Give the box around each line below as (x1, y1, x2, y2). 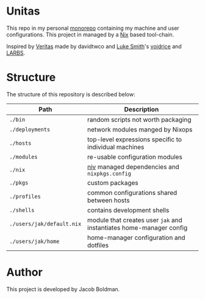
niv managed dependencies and (87, 163, 180, 171)
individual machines (87, 142, 145, 151)
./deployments (9, 126, 51, 133)
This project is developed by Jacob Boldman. (6, 285, 120, 293)
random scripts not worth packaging (87, 115, 192, 124)
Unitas (6, 4, 40, 18)
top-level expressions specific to (87, 135, 182, 144)
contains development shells (87, 206, 170, 214)
